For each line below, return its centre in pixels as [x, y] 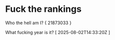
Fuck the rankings [43, 9]
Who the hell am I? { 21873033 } [38, 23]
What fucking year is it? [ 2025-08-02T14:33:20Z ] [58, 32]
